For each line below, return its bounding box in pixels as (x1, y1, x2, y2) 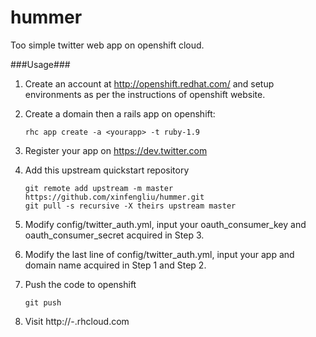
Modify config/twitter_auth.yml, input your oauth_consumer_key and (24, 218, 307, 230)
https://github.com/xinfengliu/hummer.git (24, 192, 205, 202)
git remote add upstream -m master (24, 183, 174, 193)
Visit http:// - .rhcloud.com (24, 315, 130, 327)
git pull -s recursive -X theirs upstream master (24, 201, 237, 211)
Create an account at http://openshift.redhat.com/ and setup (24, 77, 275, 90)
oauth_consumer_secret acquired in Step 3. (24, 229, 205, 241)
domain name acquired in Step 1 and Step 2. (24, 259, 207, 271)
